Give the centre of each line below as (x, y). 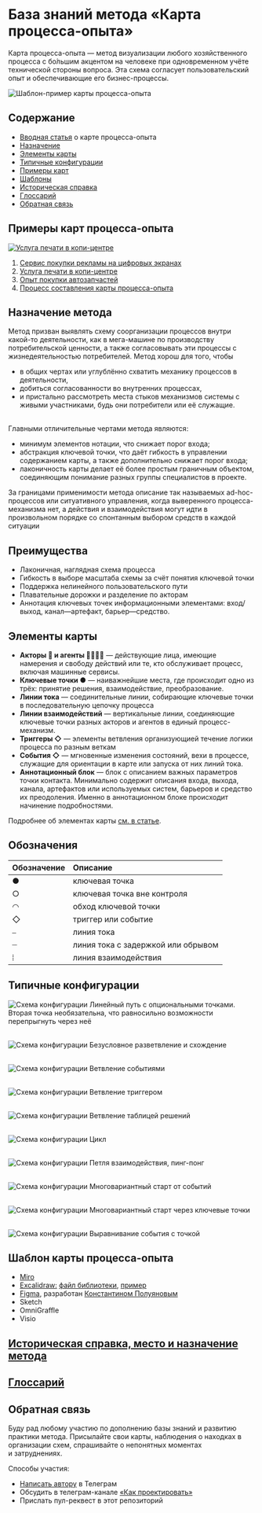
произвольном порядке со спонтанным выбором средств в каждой (122, 517)
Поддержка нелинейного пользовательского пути (104, 587)
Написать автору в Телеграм (68, 1484)
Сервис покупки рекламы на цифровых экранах (100, 263)
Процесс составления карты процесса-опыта (96, 288)
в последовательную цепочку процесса (87, 705)
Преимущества (48, 551)
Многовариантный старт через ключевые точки (170, 1209)
